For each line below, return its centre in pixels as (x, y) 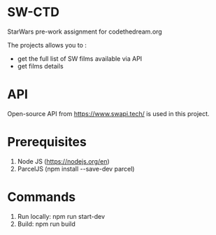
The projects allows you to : (47, 45)
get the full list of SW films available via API (80, 58)
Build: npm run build (46, 224)
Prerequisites (47, 142)
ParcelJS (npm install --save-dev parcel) (76, 169)
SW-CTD (33, 12)
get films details (41, 66)
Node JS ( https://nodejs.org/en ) (63, 161)
